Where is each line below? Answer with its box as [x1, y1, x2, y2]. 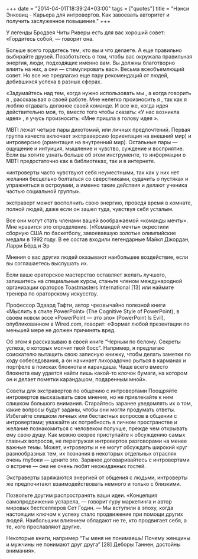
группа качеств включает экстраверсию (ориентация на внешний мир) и [6, 132, 191, 139]
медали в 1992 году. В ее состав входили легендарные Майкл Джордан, [6, 236, 190, 243]
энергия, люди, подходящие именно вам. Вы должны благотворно [6, 59, 176, 66]
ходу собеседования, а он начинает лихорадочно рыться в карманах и [6, 357, 186, 364]
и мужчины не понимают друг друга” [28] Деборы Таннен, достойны [6, 541, 181, 548]
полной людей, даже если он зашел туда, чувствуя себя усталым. [6, 206, 174, 212]
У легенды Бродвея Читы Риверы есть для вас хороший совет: [6, 29, 165, 36]
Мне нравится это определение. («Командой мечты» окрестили [6, 223, 169, 230]
